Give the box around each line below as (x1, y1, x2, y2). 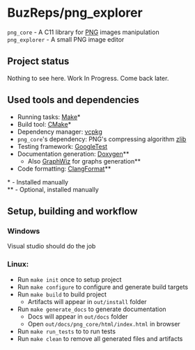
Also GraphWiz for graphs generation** (27, 157, 141, 165)
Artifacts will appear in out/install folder (27, 297, 148, 305)
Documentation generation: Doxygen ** (17, 150, 130, 158)
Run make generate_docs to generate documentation (17, 305, 166, 313)
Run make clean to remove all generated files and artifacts (17, 334, 183, 342)
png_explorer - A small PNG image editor (7, 35, 125, 43)
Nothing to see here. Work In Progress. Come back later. (7, 74, 169, 82)
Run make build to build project (17, 290, 107, 299)
